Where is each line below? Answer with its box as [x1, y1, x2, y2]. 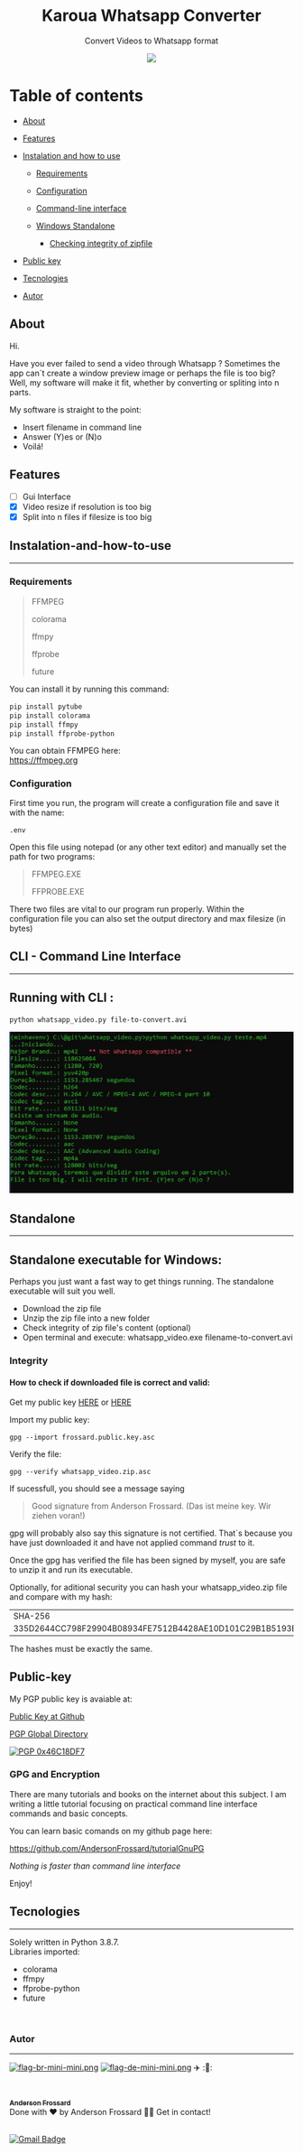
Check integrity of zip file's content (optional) [22, 1322, 191, 1333]
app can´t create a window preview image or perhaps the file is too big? [9, 367, 276, 378]
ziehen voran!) [31, 1510, 86, 1521]
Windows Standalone [35, 220, 115, 231]
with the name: [9, 807, 65, 818]
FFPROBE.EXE [31, 886, 85, 897]
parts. [9, 386, 32, 397]
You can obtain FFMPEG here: [9, 745, 121, 756]
